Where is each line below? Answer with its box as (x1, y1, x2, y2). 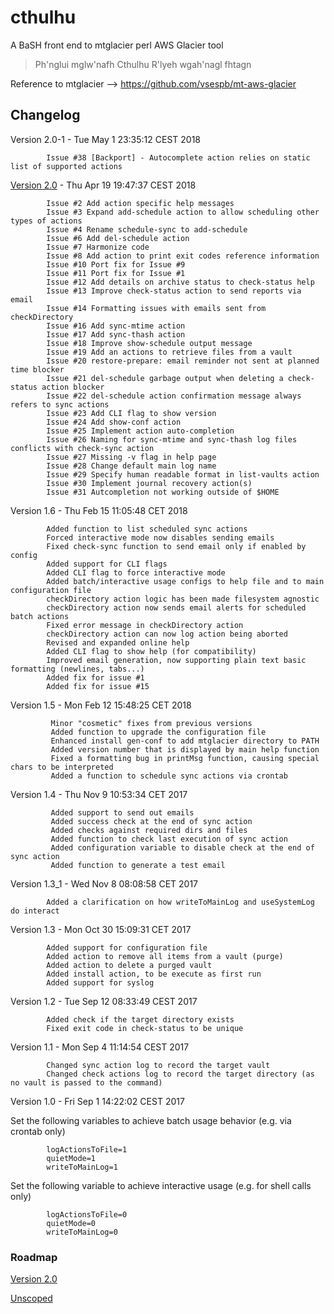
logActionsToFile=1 (46, 1144, 128, 1155)
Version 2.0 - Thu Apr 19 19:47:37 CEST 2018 (10, 179, 197, 191)
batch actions (10, 611, 70, 621)
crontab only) (10, 1125, 66, 1137)
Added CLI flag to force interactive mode (46, 567, 226, 578)
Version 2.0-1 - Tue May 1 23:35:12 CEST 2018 (10, 133, 202, 145)
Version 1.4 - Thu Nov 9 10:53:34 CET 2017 (10, 788, 188, 800)
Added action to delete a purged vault (46, 960, 213, 970)
